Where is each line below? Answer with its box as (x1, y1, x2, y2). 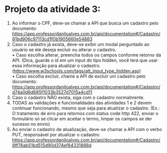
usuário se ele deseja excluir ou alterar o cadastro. (12, 46, 117, 52)
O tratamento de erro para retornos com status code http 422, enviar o (12, 110, 158, 116)
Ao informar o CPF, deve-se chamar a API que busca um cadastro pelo (12, 20, 159, 26)
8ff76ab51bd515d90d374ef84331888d (12, 142, 92, 148)
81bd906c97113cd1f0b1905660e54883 (12, 36, 93, 42)
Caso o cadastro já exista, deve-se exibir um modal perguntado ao (12, 41, 150, 47)
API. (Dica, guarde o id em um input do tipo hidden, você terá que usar (12, 57, 158, 63)
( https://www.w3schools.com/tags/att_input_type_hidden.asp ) (12, 67, 141, 73)
